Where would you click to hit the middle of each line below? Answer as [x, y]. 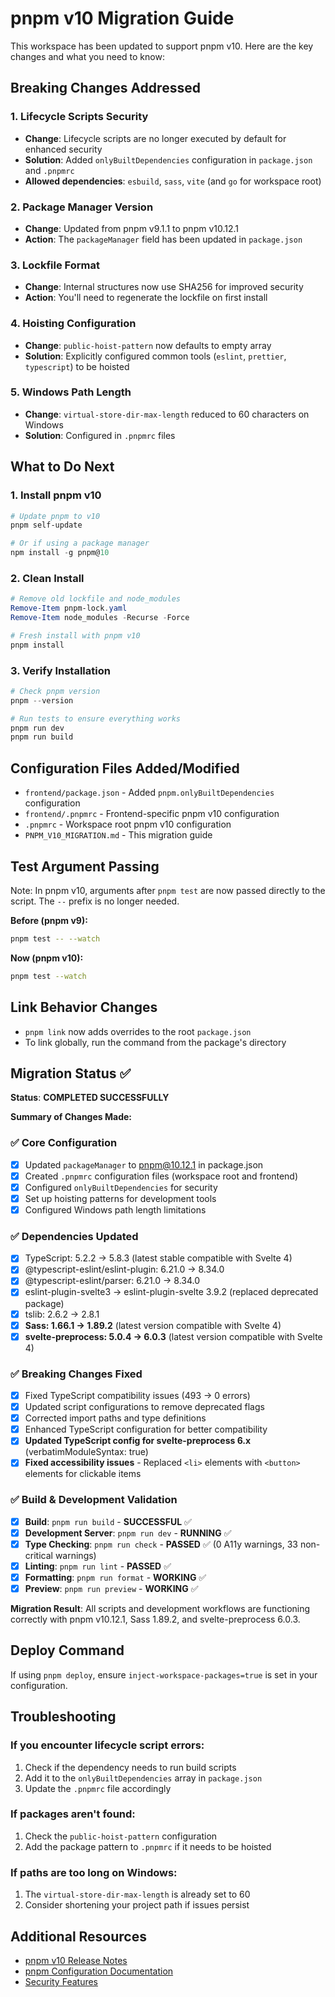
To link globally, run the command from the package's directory [155, 1042]
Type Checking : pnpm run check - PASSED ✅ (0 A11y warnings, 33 [161, 1544]
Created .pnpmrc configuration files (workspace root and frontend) [161, 1176]
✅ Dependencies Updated [74, 1236]
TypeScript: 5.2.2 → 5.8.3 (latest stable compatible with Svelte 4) [158, 1258]
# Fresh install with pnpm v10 [75, 635]
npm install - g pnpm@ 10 [60, 553]
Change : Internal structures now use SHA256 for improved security [164, 287]
